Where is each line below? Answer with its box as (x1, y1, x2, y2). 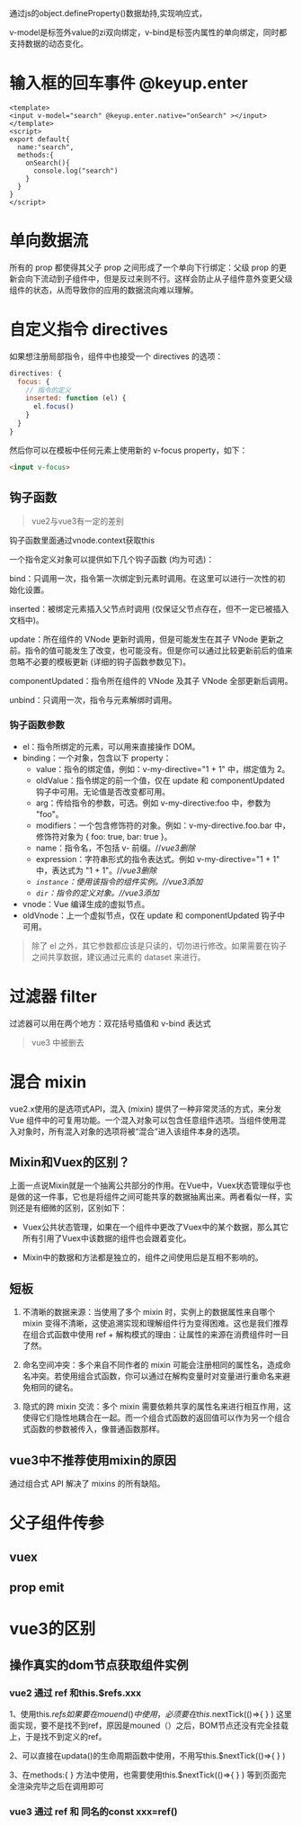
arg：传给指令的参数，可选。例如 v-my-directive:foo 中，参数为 (35, 797, 271, 808)
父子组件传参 (9, 1513, 105, 1534)
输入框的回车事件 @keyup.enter (9, 73, 249, 94)
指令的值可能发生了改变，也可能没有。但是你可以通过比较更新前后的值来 (24, 644, 293, 655)
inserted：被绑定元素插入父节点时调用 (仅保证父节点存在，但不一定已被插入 (9, 603, 289, 614)
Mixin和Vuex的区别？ (9, 1155, 130, 1170)
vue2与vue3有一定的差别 (31, 516, 124, 526)
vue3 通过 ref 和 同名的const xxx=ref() (9, 1805, 178, 1818)
